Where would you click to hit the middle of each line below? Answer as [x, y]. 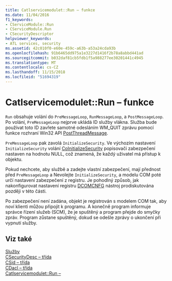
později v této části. [26, 191]
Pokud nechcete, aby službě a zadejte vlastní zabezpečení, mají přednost [83, 169]
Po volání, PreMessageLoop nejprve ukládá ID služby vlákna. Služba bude [81, 122]
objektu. [14, 159]
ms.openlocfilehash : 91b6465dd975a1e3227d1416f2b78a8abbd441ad [74, 53]
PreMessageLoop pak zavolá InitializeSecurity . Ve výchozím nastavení [80, 143]
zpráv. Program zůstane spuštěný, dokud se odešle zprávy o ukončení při [83, 217]
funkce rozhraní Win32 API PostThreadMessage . [57, 133]
